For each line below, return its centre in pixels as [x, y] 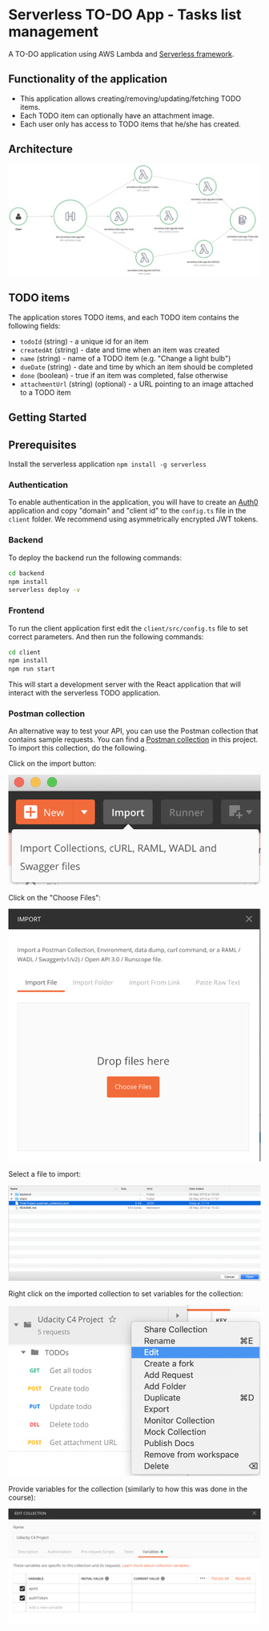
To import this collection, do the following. [78, 748]
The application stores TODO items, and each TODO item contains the [124, 317]
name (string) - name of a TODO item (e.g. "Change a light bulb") [125, 358]
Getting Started [48, 418]
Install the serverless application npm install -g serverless [107, 464]
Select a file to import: [45, 1174]
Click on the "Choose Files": [55, 897]
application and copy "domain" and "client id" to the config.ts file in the [127, 511]
